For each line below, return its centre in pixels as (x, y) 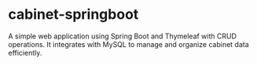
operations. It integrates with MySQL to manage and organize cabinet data (128, 44)
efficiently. (25, 52)
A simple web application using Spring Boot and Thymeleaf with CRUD (123, 36)
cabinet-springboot (73, 14)
